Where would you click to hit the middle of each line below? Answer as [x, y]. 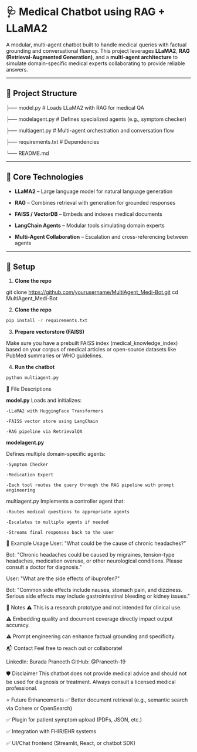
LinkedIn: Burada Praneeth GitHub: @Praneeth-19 [66, 662]
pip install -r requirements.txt [47, 321]
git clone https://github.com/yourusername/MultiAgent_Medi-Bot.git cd [92, 292]
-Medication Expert [30, 475]
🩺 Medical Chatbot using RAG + [86, 12]
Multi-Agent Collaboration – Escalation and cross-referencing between [101, 236]
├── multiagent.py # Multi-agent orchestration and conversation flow [90, 130]
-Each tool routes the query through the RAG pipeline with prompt [90, 485]
